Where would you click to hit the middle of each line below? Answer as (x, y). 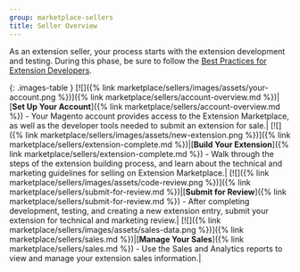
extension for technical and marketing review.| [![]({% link (115, 220)
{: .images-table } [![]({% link (62, 87)
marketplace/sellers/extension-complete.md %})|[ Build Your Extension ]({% (149, 144)
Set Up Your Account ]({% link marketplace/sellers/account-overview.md (146, 106)
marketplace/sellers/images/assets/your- (193, 87)
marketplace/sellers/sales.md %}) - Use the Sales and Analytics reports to (146, 248)
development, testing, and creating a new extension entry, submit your (139, 210)
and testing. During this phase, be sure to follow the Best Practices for (138, 61)
